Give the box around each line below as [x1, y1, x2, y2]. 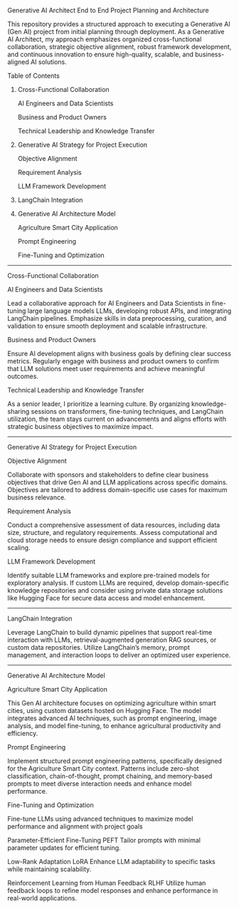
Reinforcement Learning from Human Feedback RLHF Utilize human [7, 879, 206, 887]
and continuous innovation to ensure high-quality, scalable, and [7, 50, 194, 58]
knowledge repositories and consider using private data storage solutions [7, 586, 223, 594]
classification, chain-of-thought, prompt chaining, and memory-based [7, 772, 213, 780]
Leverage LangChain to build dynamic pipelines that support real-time [7, 628, 213, 636]
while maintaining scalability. [7, 865, 92, 873]
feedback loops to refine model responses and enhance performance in [7, 886, 218, 895]
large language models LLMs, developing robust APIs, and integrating [27, 306, 232, 315]
